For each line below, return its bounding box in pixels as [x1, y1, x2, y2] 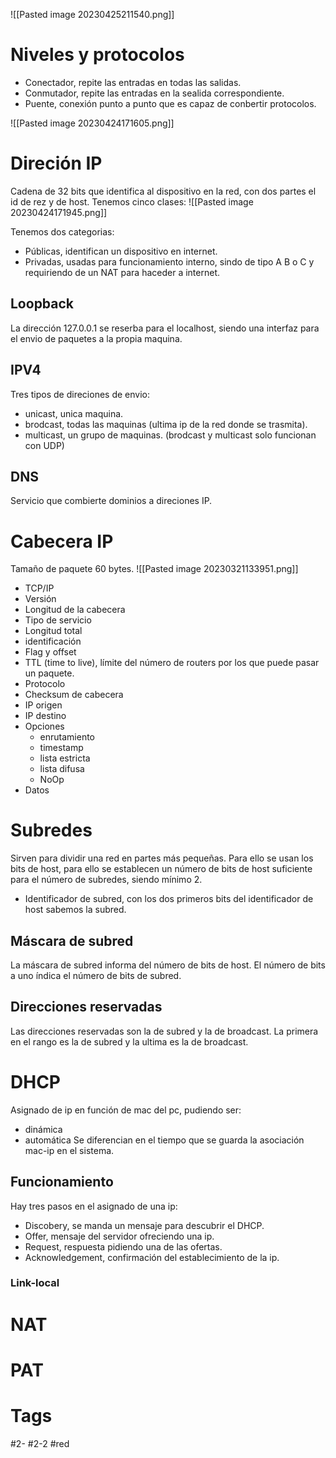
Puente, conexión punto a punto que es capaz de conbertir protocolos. [24, 97, 317, 109]
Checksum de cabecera [24, 689, 124, 701]
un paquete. [24, 667, 75, 679]
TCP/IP [24, 582, 55, 594]
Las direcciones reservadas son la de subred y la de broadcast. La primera [10, 1025, 319, 1037]
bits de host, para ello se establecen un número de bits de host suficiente [10, 863, 313, 875]
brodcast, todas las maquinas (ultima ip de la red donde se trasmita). [24, 418, 308, 430]
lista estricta [39, 752, 91, 764]
